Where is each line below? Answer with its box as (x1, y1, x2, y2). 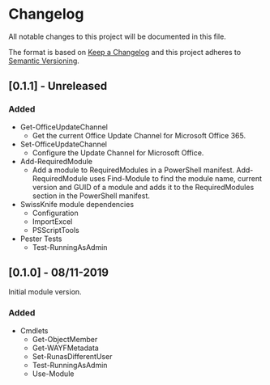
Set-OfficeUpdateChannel (19, 139, 108, 149)
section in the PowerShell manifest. (32, 191, 150, 201)
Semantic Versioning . (8, 56, 79, 66)
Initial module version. (8, 287, 83, 297)
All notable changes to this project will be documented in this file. (8, 32, 227, 41)
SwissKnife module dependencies (19, 199, 135, 209)
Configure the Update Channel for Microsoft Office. (32, 147, 204, 158)
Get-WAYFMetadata (32, 343, 99, 353)
